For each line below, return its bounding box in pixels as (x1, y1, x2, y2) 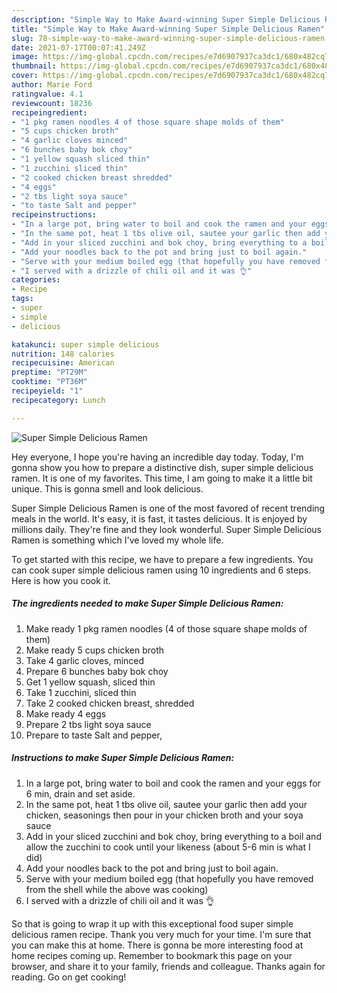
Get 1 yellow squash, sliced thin (25, 676, 156, 688)
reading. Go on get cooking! (11, 971, 127, 983)
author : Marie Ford (11, 80, 93, 90)
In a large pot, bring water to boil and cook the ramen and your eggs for (25, 777, 321, 789)
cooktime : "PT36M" (11, 377, 88, 387)
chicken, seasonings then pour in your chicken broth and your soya (25, 809, 304, 821)
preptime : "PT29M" (11, 367, 88, 378)
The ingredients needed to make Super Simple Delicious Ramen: (11, 597, 284, 610)
